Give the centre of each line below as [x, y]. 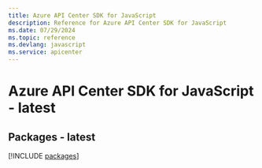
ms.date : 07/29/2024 [42, 30]
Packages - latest [52, 137]
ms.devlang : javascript [47, 45]
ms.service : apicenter [45, 52]
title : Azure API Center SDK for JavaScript [82, 15]
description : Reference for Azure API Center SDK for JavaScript [117, 23]
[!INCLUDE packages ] [44, 156]
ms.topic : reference [42, 37]
